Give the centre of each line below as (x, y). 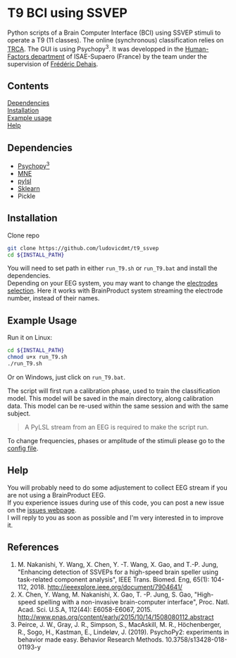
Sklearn (29, 188)
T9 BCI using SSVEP (68, 13)
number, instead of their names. (54, 298)
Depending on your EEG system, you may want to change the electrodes (113, 283)
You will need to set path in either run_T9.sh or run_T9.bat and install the (112, 268)
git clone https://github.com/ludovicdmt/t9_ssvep (83, 248)
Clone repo (24, 235)
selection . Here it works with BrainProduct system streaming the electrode (115, 290)
